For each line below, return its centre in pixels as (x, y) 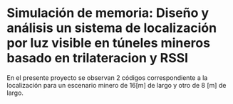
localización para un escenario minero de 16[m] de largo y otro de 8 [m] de (116, 85)
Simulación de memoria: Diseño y (108, 13)
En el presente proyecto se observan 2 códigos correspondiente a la (107, 77)
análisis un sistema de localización (112, 28)
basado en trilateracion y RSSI (98, 58)
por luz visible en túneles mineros (109, 43)
